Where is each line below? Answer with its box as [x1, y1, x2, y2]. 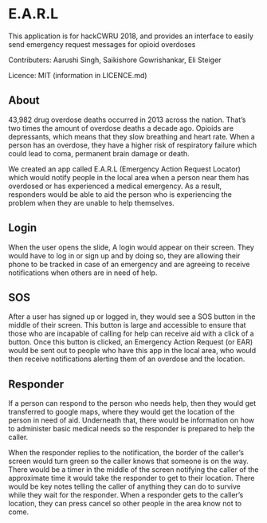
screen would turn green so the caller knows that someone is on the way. [8, 456, 249, 466]
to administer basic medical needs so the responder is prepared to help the [8, 424, 255, 434]
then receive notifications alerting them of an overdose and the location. [8, 354, 245, 364]
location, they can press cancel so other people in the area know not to [8, 499, 241, 509]
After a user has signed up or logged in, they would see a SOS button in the [8, 312, 256, 321]
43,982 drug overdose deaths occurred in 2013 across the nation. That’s [8, 115, 246, 124]
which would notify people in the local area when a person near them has [8, 172, 249, 182]
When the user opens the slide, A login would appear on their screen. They [8, 242, 255, 252]
